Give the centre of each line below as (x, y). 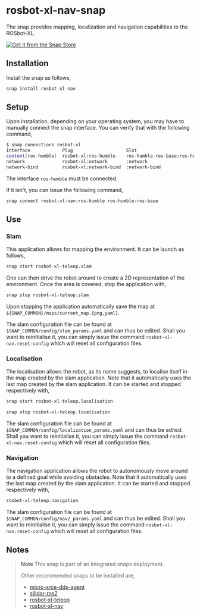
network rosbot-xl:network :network (77, 162)
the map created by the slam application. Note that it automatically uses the (99, 378)
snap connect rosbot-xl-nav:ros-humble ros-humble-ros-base (82, 201)
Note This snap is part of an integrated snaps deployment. (92, 564)
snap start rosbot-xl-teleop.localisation (60, 401)
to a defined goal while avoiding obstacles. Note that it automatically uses (96, 477)
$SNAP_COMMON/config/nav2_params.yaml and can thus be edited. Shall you (96, 519)
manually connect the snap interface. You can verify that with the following (98, 128)
